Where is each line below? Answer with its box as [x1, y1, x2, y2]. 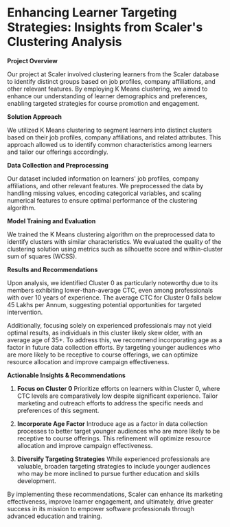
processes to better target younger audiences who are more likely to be [16, 427, 220, 435]
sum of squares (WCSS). [7, 252, 78, 260]
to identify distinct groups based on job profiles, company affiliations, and [7, 77, 216, 85]
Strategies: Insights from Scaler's [7, 19, 203, 35]
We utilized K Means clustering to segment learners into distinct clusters [7, 126, 212, 134]
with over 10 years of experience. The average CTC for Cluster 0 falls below [7, 293, 222, 302]
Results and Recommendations [7, 265, 98, 273]
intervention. [7, 308, 43, 316]
